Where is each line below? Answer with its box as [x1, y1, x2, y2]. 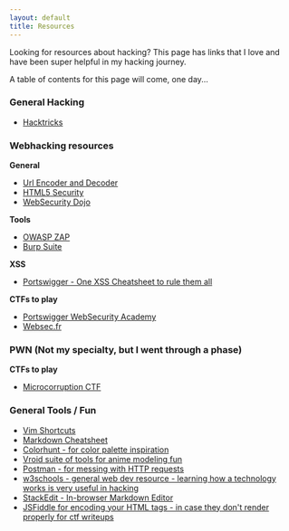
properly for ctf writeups [22, 511, 115, 522]
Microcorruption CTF [22, 382, 101, 393]
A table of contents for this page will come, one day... [9, 73, 208, 84]
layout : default [9, 13, 71, 23]
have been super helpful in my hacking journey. [9, 56, 188, 67]
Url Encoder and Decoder [22, 177, 119, 188]
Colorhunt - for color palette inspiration [22, 444, 169, 455]
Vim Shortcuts [22, 424, 76, 435]
